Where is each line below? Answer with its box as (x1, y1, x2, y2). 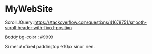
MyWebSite (5, 3, 53, 15)
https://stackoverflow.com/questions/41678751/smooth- (34, 19, 147, 25)
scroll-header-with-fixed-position (5, 24, 72, 30)
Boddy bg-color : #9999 (5, 34, 54, 40)
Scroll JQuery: (5, 19, 34, 25)
